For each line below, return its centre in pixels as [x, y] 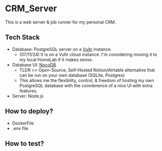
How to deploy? [29, 111]
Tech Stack [22, 37]
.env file [20, 128]
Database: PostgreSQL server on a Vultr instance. [62, 49]
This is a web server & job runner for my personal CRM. [61, 22]
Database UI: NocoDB [34, 65]
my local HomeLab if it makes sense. [56, 60]
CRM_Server [31, 9]
